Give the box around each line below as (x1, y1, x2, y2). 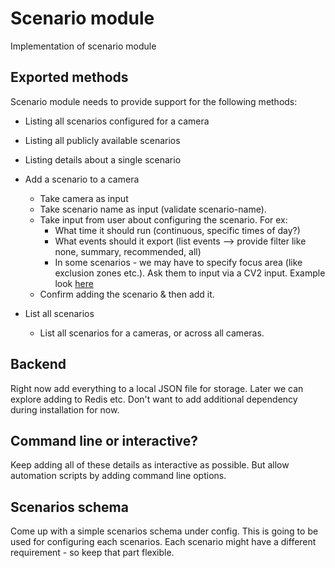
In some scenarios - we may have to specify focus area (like (54, 256, 303, 268)
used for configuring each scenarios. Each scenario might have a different (10, 536, 317, 548)
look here (54, 277, 94, 289)
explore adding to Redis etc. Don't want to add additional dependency (10, 393, 298, 405)
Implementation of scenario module (10, 40, 157, 52)
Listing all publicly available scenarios (24, 134, 181, 146)
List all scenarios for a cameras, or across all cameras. (39, 327, 265, 339)
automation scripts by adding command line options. (10, 470, 227, 482)
